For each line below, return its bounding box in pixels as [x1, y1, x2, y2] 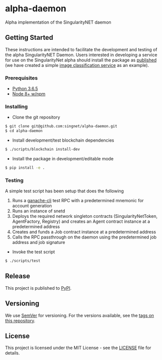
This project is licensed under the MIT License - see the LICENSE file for [5, 345, 151, 351]
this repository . [5, 318, 36, 324]
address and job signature [12, 240, 65, 245]
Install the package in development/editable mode [12, 155, 114, 161]
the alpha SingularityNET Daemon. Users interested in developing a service [5, 52, 158, 58]
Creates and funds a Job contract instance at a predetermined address [12, 229, 156, 235]
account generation [12, 203, 53, 209]
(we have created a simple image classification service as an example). [5, 62, 149, 68]
